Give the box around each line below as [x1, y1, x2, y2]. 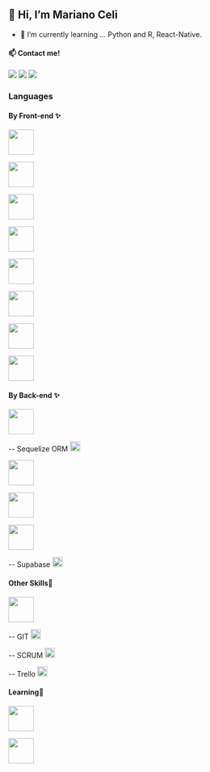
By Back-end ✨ [8, 390, 61, 400]
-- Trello [8, 669, 36, 678]
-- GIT [8, 631, 30, 641]
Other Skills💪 [8, 578, 53, 588]
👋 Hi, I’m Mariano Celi [8, 8, 119, 22]
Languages [8, 90, 54, 102]
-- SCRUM [8, 650, 44, 660]
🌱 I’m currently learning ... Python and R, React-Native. [19, 29, 202, 39]
